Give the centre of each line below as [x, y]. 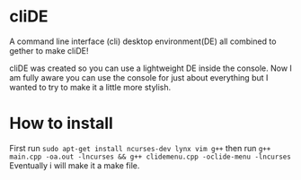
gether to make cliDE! [49, 50]
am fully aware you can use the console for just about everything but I [139, 77]
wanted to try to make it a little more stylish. [90, 87]
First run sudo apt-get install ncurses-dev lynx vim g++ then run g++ [140, 148]
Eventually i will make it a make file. [75, 165]
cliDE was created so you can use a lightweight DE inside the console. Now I [150, 68]
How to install [62, 124]
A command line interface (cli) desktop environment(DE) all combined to [143, 41]
